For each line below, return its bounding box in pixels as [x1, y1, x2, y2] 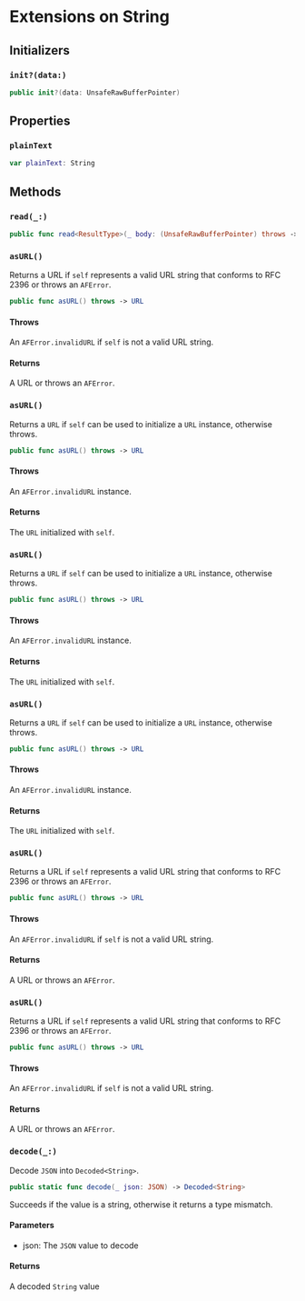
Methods [9, 184, 62, 199]
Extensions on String [9, 6, 170, 27]
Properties [9, 114, 71, 129]
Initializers [9, 43, 71, 58]
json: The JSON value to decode [22, 1239, 139, 1251]
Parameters [9, 1220, 54, 1231]
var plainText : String [9, 159, 95, 168]
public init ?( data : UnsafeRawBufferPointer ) [9, 88, 181, 97]
